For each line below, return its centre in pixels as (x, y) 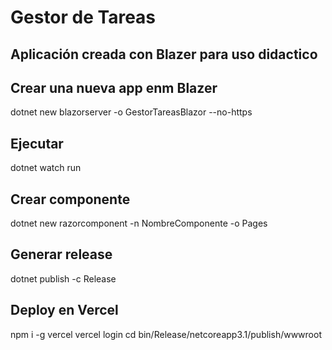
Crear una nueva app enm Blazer (114, 87)
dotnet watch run (46, 168)
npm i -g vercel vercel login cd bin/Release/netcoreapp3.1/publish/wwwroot (166, 334)
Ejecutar (37, 143)
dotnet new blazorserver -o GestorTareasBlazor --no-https (131, 112)
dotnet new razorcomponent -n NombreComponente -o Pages (139, 223)
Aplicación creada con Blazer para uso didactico (164, 54)
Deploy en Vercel (64, 310)
